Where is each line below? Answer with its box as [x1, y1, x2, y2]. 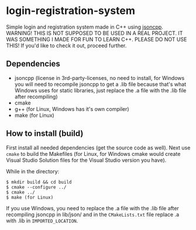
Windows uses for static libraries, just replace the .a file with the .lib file [14, 86, 187, 94]
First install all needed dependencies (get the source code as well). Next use [6, 144, 191, 151]
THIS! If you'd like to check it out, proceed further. [6, 42, 127, 49]
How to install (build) [6, 128, 84, 138]
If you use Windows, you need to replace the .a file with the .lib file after [6, 204, 180, 211]
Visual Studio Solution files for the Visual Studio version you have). [6, 156, 167, 163]
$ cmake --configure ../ [6, 184, 67, 190]
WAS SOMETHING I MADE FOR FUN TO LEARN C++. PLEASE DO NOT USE [6, 36, 187, 43]
